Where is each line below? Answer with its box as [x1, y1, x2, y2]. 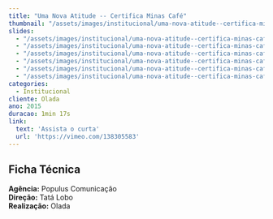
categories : [8, 79, 49, 88]
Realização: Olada [8, 201, 71, 211]
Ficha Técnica [8, 163, 81, 177]
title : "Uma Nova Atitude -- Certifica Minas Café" [8, 11, 187, 20]
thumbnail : [8, 19, 45, 28]
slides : [8, 27, 35, 35]
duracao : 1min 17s [8, 110, 71, 118]
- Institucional [15, 87, 71, 96]
